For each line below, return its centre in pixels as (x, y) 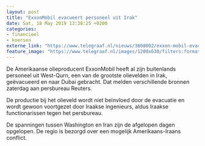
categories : (21, 29)
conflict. (17, 137)
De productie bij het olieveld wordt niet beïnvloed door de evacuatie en (95, 100)
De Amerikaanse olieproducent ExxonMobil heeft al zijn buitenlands (91, 69)
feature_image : (26, 52)
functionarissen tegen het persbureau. (55, 113)
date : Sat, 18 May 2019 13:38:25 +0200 (57, 23)
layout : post (23, 12)
